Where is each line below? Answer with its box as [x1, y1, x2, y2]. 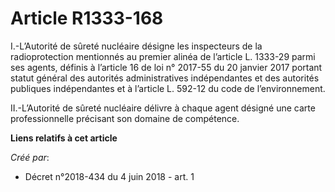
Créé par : [10, 151, 50, 163]
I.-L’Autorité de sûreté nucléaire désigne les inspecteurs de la [10, 40, 263, 52]
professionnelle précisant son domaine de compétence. [10, 112, 240, 124]
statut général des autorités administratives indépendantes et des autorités [10, 72, 320, 84]
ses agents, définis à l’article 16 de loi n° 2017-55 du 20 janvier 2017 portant [10, 61, 323, 73]
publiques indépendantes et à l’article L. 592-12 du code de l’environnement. [10, 82, 326, 94]
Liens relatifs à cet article [10, 132, 118, 144]
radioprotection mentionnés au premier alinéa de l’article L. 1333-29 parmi [10, 50, 316, 62]
